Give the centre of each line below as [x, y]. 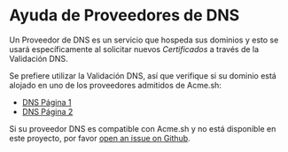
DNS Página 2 [47, 111]
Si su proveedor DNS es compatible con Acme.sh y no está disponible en [143, 128]
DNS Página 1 [47, 102]
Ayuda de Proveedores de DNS [125, 15]
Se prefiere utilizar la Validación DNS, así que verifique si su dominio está [143, 75]
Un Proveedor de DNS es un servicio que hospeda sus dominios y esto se [144, 40]
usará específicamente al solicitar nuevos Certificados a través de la [134, 49]
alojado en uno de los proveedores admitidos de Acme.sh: [115, 85]
